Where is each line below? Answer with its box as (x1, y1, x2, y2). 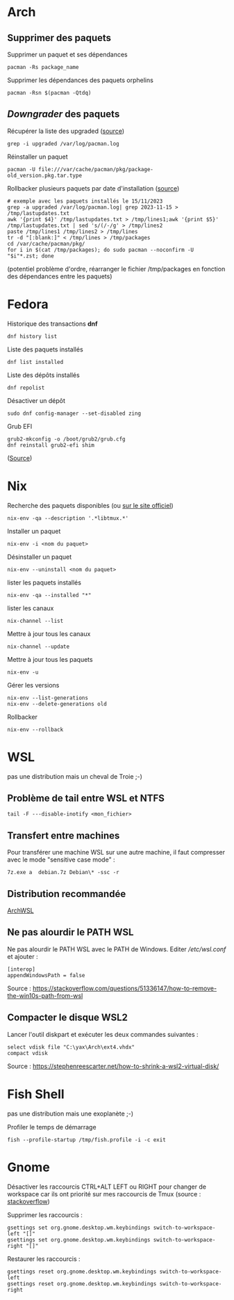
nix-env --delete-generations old (7, 700, 108, 707)
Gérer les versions (7, 681, 60, 689)
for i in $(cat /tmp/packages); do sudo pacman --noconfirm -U (7, 246, 194, 253)
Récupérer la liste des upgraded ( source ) (7, 127, 125, 135)
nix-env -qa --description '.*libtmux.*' (7, 514, 129, 522)
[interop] (7, 965, 36, 973)
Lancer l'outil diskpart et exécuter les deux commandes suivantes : (7, 1030, 199, 1038)
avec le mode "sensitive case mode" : (7, 855, 116, 864)
